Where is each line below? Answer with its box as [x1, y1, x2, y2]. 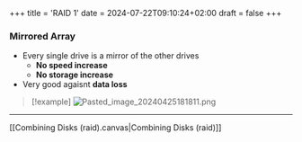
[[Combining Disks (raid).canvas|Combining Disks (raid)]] [9, 122, 222, 133]
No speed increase [35, 60, 108, 71]
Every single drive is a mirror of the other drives [22, 50, 200, 61]
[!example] [31, 96, 72, 107]
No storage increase [35, 69, 114, 80]
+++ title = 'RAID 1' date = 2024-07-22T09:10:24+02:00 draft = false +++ [9, 8, 282, 18]
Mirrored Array [9, 30, 76, 42]
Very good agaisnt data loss [22, 79, 128, 90]
